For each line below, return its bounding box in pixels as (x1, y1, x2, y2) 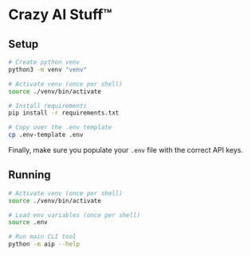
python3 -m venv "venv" (8, 65, 88, 73)
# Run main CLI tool (8, 233, 77, 241)
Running (8, 169, 52, 182)
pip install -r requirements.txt (8, 109, 120, 117)
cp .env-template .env (8, 131, 84, 139)
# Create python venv (8, 58, 80, 66)
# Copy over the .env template (8, 123, 112, 132)
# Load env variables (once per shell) (8, 211, 141, 219)
